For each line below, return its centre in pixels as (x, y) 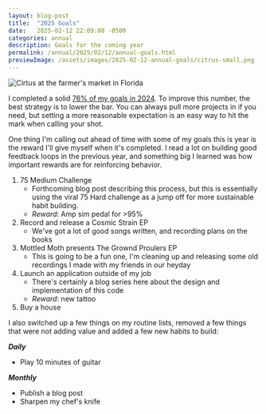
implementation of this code (78, 290)
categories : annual (41, 38)
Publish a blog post (51, 392)
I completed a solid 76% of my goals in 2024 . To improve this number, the (129, 98)
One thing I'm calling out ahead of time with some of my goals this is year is (132, 139)
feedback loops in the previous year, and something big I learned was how (130, 156)
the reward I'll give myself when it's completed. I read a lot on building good (133, 148)
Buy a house (40, 307)
